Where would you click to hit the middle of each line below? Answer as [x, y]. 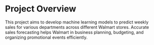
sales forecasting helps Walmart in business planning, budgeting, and [74, 32]
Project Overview [41, 9]
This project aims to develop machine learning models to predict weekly [77, 22]
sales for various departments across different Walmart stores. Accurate [77, 27]
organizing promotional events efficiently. [46, 37]
